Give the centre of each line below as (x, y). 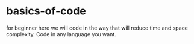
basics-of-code (46, 11)
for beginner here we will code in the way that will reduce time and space (97, 28)
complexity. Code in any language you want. (61, 34)
